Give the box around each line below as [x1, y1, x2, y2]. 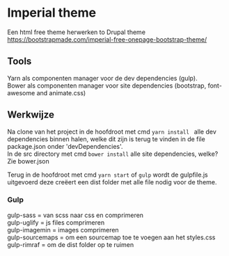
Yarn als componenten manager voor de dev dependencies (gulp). [7, 74, 198, 82]
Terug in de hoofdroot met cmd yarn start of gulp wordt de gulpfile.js [7, 170, 208, 179]
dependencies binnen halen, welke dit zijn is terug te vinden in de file [7, 134, 205, 143]
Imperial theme [7, 5, 96, 21]
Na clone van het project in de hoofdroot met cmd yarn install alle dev [7, 127, 217, 136]
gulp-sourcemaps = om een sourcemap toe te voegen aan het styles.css [7, 233, 216, 241]
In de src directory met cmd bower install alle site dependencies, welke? [7, 150, 219, 158]
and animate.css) [36, 88, 86, 97]
